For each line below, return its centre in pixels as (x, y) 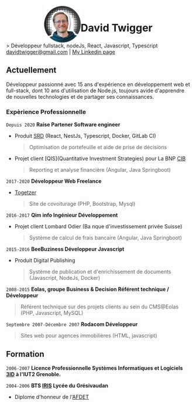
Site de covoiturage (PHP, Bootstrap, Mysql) (82, 204)
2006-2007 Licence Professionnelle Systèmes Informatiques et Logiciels (94, 368)
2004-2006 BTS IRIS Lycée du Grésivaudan (57, 386)
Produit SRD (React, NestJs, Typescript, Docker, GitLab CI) (85, 136)
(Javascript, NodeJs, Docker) (65, 278)
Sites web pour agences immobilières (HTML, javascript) (89, 336)
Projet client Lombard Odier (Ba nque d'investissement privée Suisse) (98, 227)
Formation (25, 354)
